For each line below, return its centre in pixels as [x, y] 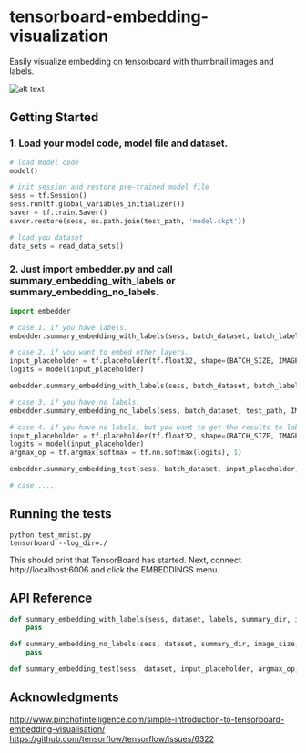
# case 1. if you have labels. [69, 327]
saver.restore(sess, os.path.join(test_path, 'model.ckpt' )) [128, 221]
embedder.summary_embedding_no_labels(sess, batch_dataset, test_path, [148, 411]
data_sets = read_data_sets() [67, 246]
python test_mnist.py [51, 535]
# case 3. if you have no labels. [75, 402]
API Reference [51, 598]
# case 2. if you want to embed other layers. [99, 353]
